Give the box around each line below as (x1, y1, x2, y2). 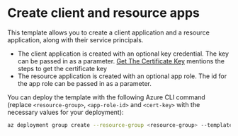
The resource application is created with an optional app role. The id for (17, 72, 227, 80)
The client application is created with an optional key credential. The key (17, 49, 229, 58)
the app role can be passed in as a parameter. (17, 79, 152, 87)
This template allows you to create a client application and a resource (7, 28, 210, 37)
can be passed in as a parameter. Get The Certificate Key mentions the (17, 56, 225, 65)
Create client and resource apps (7, 5, 200, 21)
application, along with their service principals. (7, 35, 144, 44)
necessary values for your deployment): (7, 108, 124, 116)
